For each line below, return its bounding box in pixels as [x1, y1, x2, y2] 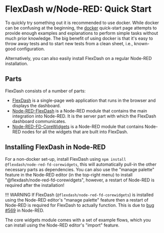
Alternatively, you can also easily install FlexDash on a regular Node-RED [5, 55, 152, 61]
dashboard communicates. [12, 118, 67, 124]
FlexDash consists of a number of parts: [5, 87, 86, 94]
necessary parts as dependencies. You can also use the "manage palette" [5, 166, 155, 173]
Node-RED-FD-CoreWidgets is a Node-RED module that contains [12, 123, 144, 129]
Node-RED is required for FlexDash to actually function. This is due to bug [5, 202, 154, 208]
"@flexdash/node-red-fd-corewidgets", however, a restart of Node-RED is [5, 177, 155, 183]
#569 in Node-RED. [5, 207, 45, 213]
